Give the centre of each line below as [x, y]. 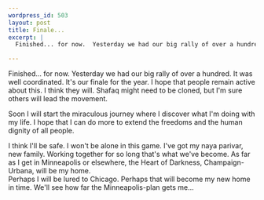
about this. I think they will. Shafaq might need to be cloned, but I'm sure [125, 90]
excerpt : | [26, 37]
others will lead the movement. [58, 99]
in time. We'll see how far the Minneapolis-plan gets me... [101, 187]
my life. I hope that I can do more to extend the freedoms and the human [125, 122]
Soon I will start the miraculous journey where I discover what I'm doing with [132, 114]
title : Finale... [37, 30]
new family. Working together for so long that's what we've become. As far [129, 155]
